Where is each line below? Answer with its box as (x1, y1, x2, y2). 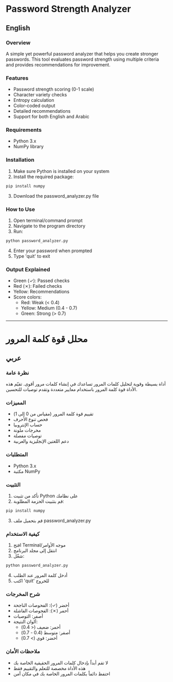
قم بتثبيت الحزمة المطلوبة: (13, 498, 65, 504)
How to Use (6, 205, 35, 213)
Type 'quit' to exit (13, 253, 50, 259)
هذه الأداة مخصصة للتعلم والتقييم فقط (13, 665, 86, 671)
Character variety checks (13, 92, 67, 98)
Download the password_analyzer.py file (13, 193, 99, 199)
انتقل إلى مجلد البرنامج (13, 548, 57, 554)
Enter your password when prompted (13, 248, 92, 254)
